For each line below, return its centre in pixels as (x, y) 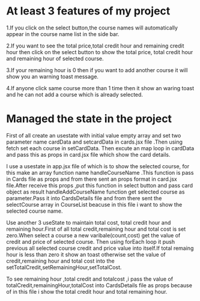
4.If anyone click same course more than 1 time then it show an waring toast (100, 88)
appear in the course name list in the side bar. (63, 34)
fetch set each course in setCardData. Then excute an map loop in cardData (100, 148)
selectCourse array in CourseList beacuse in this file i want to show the (94, 204)
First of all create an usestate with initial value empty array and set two (94, 135)
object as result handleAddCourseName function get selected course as (95, 192)
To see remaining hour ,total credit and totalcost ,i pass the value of (89, 279)
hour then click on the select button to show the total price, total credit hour (100, 52)
